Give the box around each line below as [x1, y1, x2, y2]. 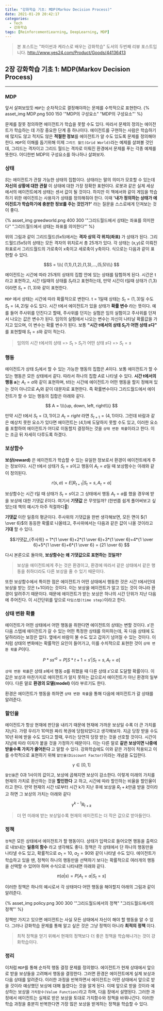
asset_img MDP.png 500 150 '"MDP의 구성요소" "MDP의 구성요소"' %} [5, 111, 143, 117]
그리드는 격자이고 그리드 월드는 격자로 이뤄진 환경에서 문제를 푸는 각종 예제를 [11, 146, 157, 151]
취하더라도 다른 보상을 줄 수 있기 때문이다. [26, 568, 105, 574]
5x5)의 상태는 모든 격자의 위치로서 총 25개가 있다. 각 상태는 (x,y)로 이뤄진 [18, 240, 158, 246]
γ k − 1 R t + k [71, 801, 92, 809]
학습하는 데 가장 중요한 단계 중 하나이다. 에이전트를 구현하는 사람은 [14, 127, 140, 133]
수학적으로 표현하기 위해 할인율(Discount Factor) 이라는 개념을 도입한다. [10, 752, 147, 758]
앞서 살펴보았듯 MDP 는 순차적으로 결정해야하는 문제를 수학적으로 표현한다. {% [5, 105, 150, 111]
